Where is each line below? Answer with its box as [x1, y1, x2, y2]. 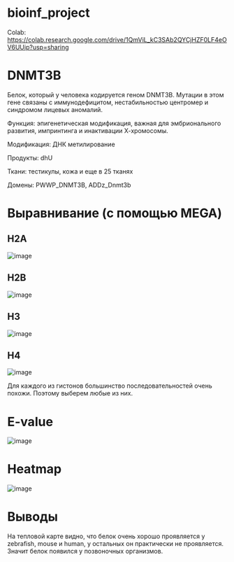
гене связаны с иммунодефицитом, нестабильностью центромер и [7, 98, 209, 106]
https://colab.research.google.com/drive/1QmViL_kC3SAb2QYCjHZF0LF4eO [7, 35, 227, 43]
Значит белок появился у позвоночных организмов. [7, 547, 163, 556]
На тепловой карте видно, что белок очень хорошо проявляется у [7, 532, 205, 540]
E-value [7, 414, 54, 430]
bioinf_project [7, 5, 90, 21]
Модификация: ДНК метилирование [7, 140, 115, 148]
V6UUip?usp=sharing [7, 43, 69, 51]
